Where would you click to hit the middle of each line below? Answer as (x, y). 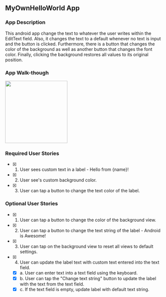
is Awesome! (33, 236)
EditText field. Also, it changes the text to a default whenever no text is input (83, 38)
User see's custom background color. (58, 180)
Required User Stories (32, 153)
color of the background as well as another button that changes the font (79, 49)
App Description (25, 22)
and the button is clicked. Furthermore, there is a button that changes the (80, 44)
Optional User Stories (32, 204)
